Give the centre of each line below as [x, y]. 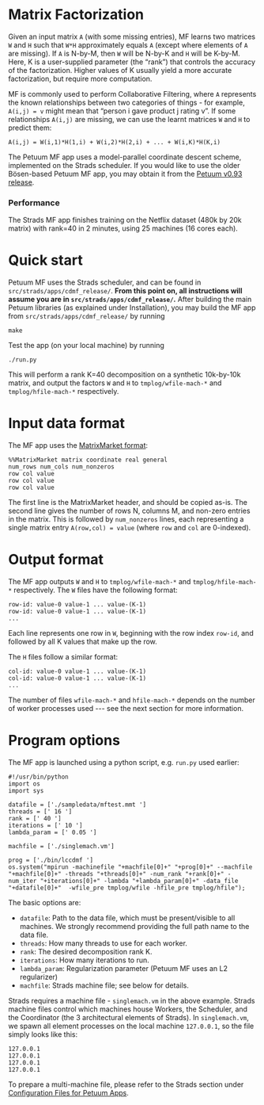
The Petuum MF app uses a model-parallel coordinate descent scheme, [125, 157]
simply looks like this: [43, 1034]
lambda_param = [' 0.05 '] [53, 832]
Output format [56, 560]
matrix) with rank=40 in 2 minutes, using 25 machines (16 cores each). [123, 228]
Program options [64, 741]
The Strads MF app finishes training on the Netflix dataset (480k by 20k [125, 220]
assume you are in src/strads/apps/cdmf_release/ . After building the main [130, 300]
